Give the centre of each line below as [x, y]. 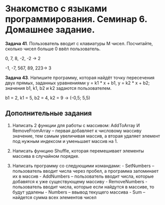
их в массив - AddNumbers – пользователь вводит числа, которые [83, 176]
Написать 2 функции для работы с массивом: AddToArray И [76, 125]
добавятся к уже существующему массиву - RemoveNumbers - [80, 181]
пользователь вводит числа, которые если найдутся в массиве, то [83, 187]
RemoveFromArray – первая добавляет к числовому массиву [77, 131]
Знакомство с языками [56, 9]
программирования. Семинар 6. [76, 19]
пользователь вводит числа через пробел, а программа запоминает [85, 171]
